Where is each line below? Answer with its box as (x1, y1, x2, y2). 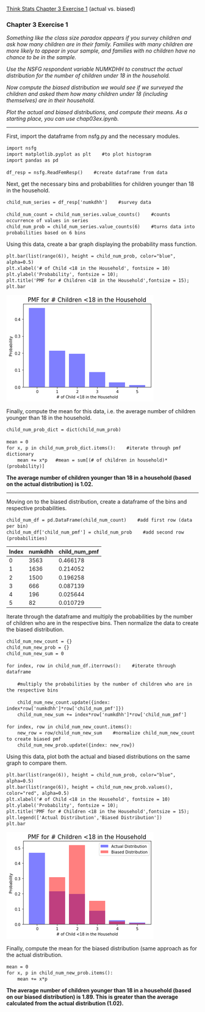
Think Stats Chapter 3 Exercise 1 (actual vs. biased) (6, 5, 135, 12)
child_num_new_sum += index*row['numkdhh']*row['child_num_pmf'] (17, 711, 187, 718)
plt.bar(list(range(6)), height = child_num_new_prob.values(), (6, 784, 173, 790)
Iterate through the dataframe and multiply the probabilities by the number (6, 613, 193, 620)
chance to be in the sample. (6, 54, 77, 61)
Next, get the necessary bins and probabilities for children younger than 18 (6, 180, 194, 188)
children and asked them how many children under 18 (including (6, 90, 168, 98)
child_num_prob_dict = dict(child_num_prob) (6, 427, 121, 433)
